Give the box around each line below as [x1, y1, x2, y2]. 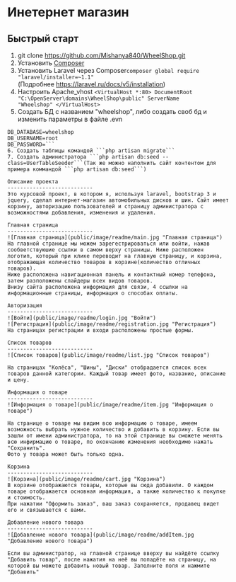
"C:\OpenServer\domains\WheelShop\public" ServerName [17, 95, 179, 102]
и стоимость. [7, 494, 46, 501]
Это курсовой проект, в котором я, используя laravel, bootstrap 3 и [7, 190, 217, 198]
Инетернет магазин [7, 4, 129, 21]
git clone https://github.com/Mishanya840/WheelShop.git [17, 51, 186, 59]
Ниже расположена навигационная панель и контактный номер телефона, [7, 271, 217, 278]
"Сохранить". [7, 445, 46, 452]
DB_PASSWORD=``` [7, 141, 55, 148]
